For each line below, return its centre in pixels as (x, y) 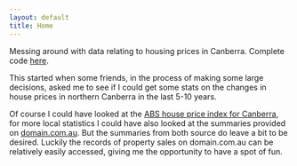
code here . (29, 60)
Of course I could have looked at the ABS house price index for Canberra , (144, 114)
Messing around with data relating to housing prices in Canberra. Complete (147, 51)
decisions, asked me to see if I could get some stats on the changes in (138, 87)
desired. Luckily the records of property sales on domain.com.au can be (141, 142)
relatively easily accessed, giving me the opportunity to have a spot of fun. (146, 151)
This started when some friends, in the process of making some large (136, 77)
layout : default (39, 17)
